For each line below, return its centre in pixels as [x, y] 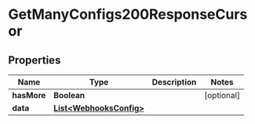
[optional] [222, 95]
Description [174, 82]
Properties [35, 60]
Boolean [69, 95]
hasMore [29, 95]
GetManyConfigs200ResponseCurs [128, 15]
